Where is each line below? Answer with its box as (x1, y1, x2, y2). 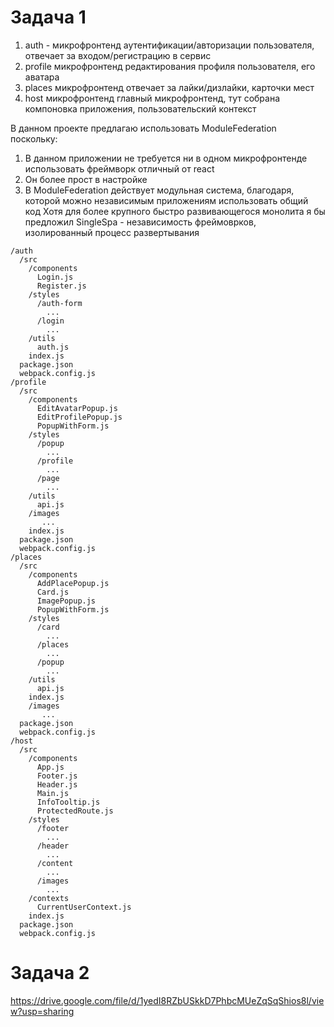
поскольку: (10, 132, 58, 145)
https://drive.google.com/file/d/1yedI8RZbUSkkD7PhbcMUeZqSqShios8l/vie (10, 994, 325, 1006)
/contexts (28, 893, 70, 903)
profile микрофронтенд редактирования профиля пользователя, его (24, 60, 316, 72)
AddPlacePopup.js (36, 578, 110, 588)
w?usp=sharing (10, 1005, 75, 1017)
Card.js (36, 587, 70, 597)
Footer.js (36, 771, 78, 781)
